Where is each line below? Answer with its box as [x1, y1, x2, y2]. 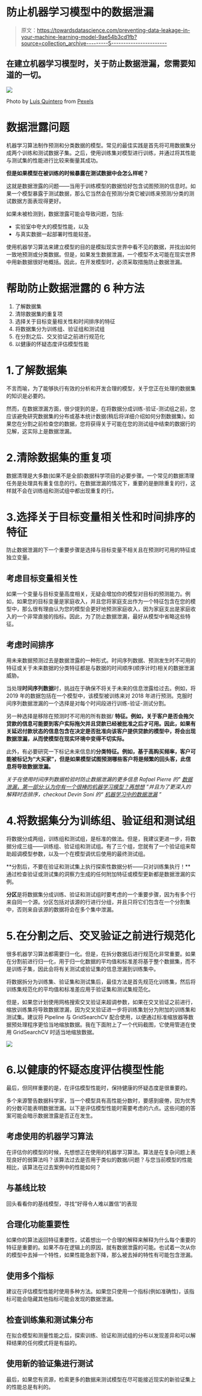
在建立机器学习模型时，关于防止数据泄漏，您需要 [6, 58, 188, 69]
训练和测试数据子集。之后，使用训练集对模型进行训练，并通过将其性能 [22, 149, 196, 157]
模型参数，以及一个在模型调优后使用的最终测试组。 [22, 850, 148, 857]
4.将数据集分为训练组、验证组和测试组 [6, 814, 196, 828]
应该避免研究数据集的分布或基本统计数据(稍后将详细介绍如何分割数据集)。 [6, 412, 189, 420]
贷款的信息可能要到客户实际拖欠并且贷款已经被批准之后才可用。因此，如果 [6, 720, 191, 727]
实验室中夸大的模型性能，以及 [14, 223, 89, 230]
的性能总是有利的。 [6, 1383, 54, 1391]
